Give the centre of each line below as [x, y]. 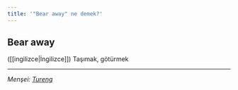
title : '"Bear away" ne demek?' [55, 14]
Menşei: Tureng [30, 79]
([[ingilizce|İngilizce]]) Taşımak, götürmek [68, 59]
